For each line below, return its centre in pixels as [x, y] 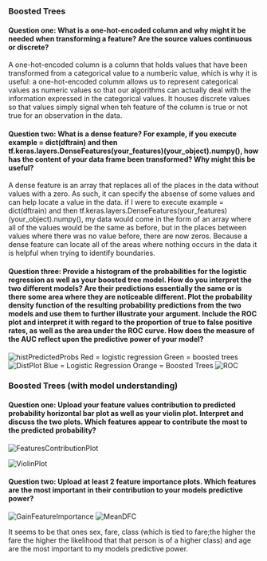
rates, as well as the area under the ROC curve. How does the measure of [132, 330]
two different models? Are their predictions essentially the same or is [125, 288]
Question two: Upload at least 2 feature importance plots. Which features [132, 482]
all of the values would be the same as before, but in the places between [128, 228]
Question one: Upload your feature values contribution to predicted [122, 405]
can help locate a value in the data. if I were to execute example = [116, 202]
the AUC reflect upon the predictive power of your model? [106, 339]
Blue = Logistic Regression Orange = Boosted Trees [128, 365]
